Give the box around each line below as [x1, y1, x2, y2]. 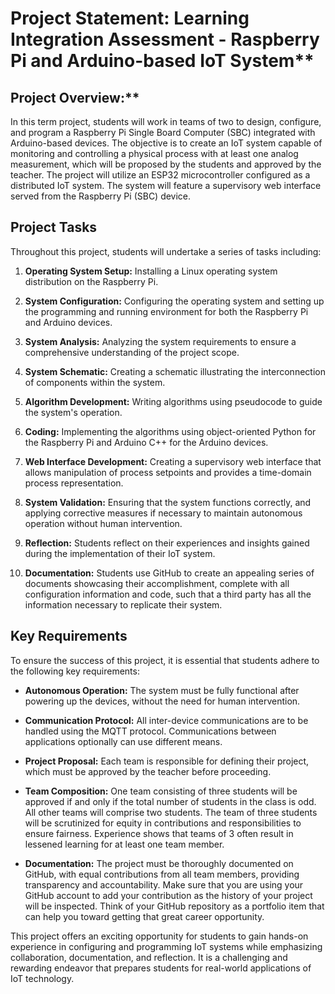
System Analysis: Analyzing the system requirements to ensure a [24, 335, 297, 347]
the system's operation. [24, 406, 123, 418]
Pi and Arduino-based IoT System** [10, 50, 315, 72]
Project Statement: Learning [10, 7, 250, 30]
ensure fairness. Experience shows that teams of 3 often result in [24, 827, 294, 839]
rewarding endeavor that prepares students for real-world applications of [10, 962, 312, 974]
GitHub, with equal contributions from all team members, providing [24, 868, 300, 880]
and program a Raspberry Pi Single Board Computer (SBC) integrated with [10, 127, 316, 138]
